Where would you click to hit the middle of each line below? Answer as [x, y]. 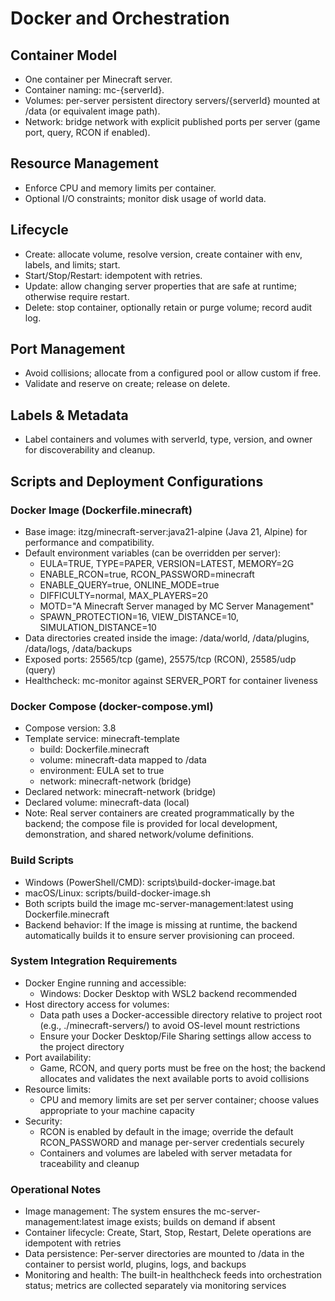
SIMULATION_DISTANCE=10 [98, 627]
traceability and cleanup [89, 1163]
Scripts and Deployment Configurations [137, 481]
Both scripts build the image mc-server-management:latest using [159, 903]
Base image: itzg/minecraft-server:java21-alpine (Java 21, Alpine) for [166, 531]
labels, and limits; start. [72, 264]
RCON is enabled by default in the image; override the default [166, 1131]
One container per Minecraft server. [98, 79]
